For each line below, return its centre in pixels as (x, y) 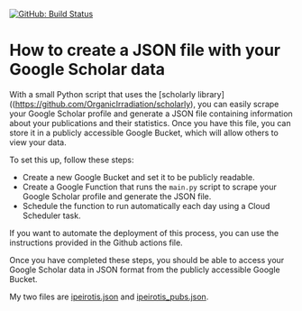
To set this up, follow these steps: (72, 160)
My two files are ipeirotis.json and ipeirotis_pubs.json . (109, 297)
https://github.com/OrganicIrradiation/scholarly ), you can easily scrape (147, 104)
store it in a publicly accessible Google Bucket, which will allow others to (144, 133)
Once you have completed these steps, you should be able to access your (147, 260)
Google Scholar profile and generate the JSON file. (117, 196)
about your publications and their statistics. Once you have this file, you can (150, 123)
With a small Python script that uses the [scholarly (103, 94)
